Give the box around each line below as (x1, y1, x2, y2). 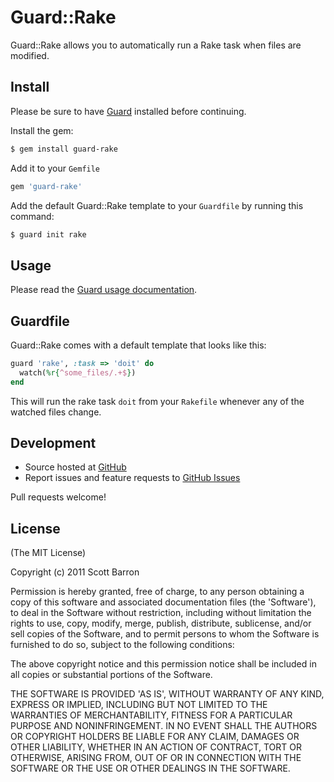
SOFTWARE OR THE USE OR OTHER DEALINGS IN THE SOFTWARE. (10, 762, 291, 775)
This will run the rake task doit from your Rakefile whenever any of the (10, 395, 305, 407)
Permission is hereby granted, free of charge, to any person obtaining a (10, 586, 305, 598)
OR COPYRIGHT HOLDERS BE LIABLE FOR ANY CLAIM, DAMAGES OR (10, 731, 300, 743)
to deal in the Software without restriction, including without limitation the (10, 607, 312, 619)
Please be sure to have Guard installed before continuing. (10, 105, 247, 117)
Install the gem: (10, 124, 74, 136)
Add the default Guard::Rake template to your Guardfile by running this (10, 199, 304, 211)
